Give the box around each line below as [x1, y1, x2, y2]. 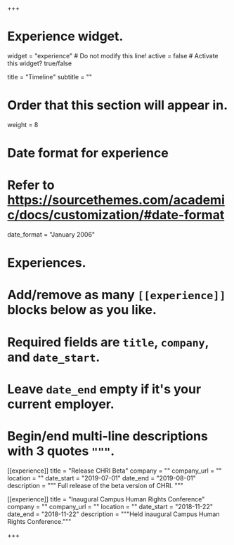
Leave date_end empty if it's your [7, 381, 202, 397]
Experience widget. [7, 29, 124, 44]
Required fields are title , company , [7, 334, 209, 350]
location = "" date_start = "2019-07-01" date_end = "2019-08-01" [7, 473, 196, 482]
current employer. [7, 396, 115, 412]
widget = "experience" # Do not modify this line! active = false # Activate [7, 51, 219, 60]
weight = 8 [7, 120, 39, 129]
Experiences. [7, 255, 86, 271]
